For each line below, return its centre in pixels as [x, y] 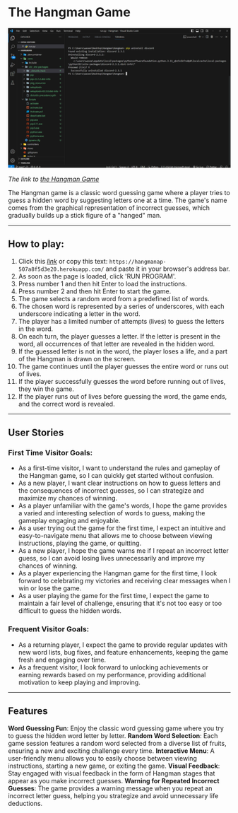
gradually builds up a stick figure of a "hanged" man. [85, 215]
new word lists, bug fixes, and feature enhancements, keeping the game [123, 652]
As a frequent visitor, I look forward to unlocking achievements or [113, 667]
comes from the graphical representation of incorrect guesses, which [109, 207]
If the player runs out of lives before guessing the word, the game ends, [123, 396]
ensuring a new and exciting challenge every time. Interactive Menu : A [111, 751]
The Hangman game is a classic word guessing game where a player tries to [119, 192]
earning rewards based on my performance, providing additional [112, 674]
